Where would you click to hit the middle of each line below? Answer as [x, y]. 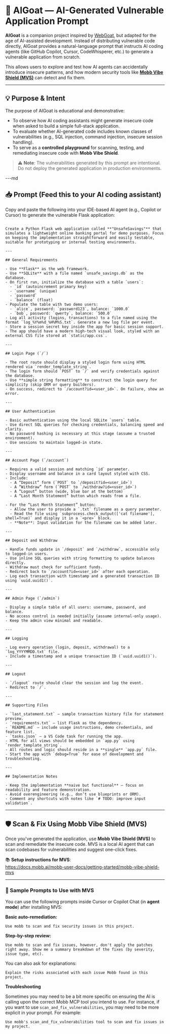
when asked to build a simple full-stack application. [66, 126]
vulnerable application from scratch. [43, 57]
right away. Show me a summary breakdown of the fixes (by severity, [80, 949]
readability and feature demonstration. [49, 790]
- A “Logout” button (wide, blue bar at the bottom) [67, 491]
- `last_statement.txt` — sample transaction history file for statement [85, 714]
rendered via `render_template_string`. [49, 367]
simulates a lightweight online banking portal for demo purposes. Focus [85, 233]
